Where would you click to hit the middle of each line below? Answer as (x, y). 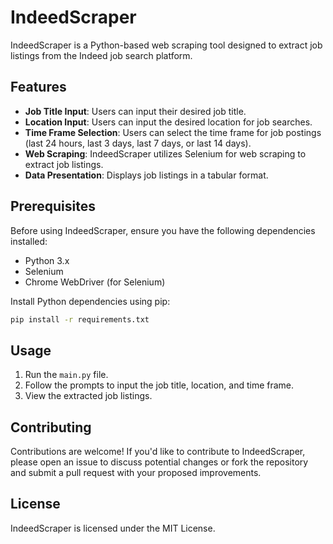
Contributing (51, 427)
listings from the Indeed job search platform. (101, 55)
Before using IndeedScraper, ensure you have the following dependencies (163, 230)
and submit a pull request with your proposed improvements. (136, 473)
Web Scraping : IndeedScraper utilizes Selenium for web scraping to (165, 153)
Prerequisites (53, 206)
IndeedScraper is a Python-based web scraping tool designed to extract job (166, 45)
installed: (29, 241)
